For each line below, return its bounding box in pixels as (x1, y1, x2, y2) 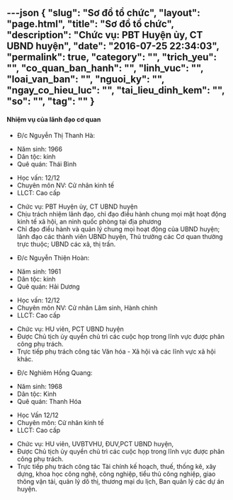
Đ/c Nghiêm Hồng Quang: (16, 368, 93, 377)
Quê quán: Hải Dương (16, 282, 80, 291)
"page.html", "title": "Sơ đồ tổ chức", (6, 18, 174, 30)
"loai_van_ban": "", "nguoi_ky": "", (6, 74, 164, 86)
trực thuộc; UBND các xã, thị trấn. (16, 240, 116, 248)
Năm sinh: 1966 (16, 144, 63, 153)
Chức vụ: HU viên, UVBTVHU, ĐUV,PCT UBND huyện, (16, 439, 174, 448)
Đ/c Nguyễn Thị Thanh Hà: (16, 131, 96, 139)
